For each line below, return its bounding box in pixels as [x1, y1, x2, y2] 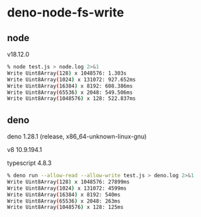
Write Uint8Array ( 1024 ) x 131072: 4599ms [7, 185, 127, 192]
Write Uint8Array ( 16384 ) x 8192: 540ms [7, 191, 121, 198]
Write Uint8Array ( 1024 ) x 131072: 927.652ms [7, 76, 136, 83]
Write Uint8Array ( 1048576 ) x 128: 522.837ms [7, 95, 136, 102]
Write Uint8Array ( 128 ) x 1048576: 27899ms [7, 178, 130, 186]
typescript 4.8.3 [7, 159, 52, 167]
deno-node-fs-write [7, 5, 124, 21]
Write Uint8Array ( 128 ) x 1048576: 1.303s [7, 70, 127, 77]
